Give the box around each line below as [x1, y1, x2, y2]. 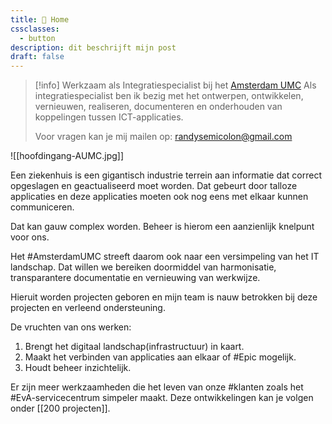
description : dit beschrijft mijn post [10, 42, 177, 53]
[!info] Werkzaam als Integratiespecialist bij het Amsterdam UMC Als [34, 79, 317, 91]
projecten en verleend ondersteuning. [10, 302, 166, 314]
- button [19, 33, 56, 43]
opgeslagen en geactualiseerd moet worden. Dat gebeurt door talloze [10, 180, 298, 192]
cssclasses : [10, 24, 60, 34]
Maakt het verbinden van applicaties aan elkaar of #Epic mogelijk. [24, 351, 297, 363]
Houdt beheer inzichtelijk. [24, 362, 132, 374]
